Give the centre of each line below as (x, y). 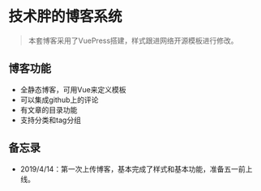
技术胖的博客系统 (66, 17)
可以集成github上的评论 (59, 100)
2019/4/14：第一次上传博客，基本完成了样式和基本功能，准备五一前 (133, 169)
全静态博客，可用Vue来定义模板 (73, 89)
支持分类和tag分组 (50, 120)
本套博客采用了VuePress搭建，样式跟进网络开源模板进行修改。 (133, 40)
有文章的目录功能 (49, 109)
